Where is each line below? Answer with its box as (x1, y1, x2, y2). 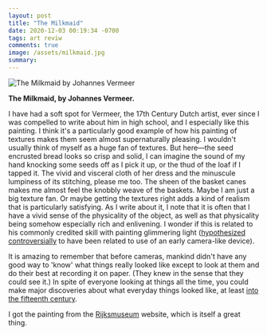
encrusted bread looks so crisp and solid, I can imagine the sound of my (8, 151, 245, 160)
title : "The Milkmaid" (8, 19, 84, 27)
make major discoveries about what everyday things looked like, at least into (8, 285, 259, 295)
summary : (8, 57, 37, 65)
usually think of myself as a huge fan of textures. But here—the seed (8, 143, 234, 152)
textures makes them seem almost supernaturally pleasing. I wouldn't (8, 134, 237, 144)
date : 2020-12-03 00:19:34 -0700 (8, 26, 120, 34)
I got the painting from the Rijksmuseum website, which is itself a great (8, 309, 241, 319)
